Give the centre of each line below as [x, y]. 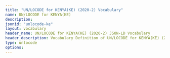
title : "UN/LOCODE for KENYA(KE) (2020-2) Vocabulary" [64, 10]
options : [14, 47]
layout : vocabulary [26, 29]
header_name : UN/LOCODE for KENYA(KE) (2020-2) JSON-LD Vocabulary [78, 33]
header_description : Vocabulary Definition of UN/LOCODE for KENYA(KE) [82, 38]
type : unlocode [21, 43]
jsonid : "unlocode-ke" [29, 24]
